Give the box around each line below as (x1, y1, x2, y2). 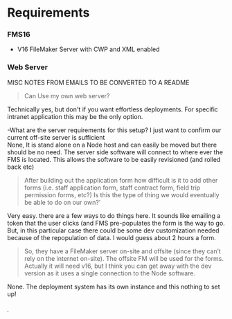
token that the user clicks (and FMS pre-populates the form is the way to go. (7, 219, 225, 227)
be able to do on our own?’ (24, 198, 101, 206)
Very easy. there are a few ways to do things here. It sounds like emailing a (7, 211, 221, 219)
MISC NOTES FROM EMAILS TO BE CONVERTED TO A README (7, 78, 190, 86)
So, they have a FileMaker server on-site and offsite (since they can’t (24, 247, 222, 255)
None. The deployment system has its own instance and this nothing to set (7, 282, 220, 291)
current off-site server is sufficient (7, 133, 105, 141)
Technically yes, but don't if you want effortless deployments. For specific (7, 105, 218, 113)
